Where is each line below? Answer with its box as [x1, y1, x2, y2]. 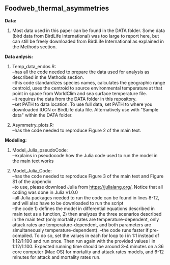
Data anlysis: [5, 53, 34, 60]
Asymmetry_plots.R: [12, 122, 54, 128]
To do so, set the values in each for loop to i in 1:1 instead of [34, 232, 160, 239]
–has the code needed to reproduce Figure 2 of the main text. [12, 127, 141, 133]
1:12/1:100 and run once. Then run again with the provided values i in [12, 238, 156, 244]
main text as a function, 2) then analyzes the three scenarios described [12, 211, 162, 217]
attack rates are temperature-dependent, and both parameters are [12, 221, 151, 228]
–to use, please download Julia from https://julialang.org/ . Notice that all [12, 184, 163, 190]
